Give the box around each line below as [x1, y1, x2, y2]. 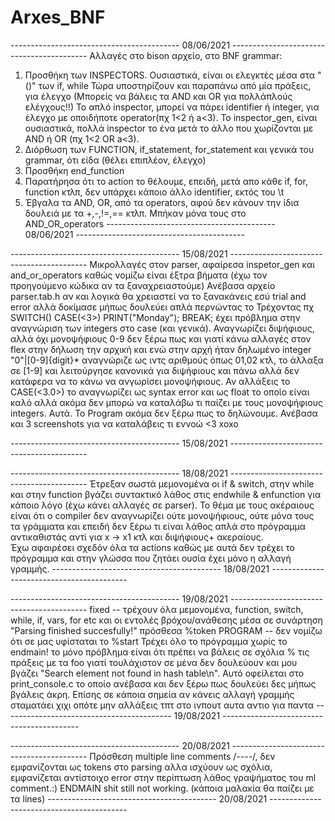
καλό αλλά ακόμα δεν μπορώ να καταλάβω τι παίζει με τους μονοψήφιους [10, 396, 323, 408]
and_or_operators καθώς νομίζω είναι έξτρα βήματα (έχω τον [10, 269, 268, 281]
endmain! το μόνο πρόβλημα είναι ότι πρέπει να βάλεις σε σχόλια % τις [10, 646, 310, 658]
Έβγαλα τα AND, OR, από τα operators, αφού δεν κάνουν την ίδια [24, 196, 300, 208]
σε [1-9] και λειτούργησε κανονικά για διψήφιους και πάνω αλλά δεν [10, 364, 300, 376]
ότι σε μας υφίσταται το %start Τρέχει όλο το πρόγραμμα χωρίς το [10, 635, 288, 647]
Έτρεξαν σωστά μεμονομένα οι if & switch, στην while [89, 477, 315, 490]
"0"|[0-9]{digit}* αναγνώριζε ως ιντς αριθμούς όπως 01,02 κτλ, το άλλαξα [10, 354, 324, 366]
